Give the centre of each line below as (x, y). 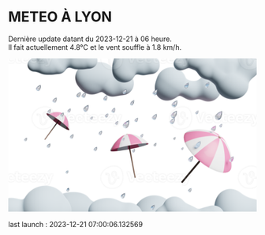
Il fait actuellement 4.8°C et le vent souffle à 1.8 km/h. (95, 47)
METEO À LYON (60, 17)
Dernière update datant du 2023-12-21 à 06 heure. (90, 39)
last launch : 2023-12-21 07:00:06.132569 (76, 225)
